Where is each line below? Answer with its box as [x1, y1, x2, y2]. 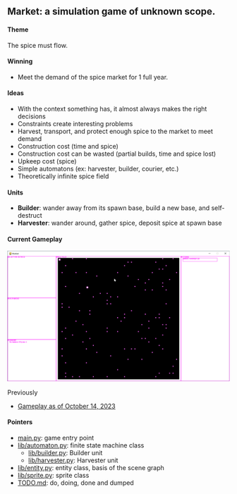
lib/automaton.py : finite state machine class [17, 440, 145, 450]
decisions [17, 112, 46, 121]
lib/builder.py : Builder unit [28, 448, 103, 457]
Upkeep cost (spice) [17, 157, 77, 165]
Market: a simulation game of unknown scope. [7, 6, 216, 18]
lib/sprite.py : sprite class [17, 471, 90, 479]
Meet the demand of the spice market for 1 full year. [17, 73, 168, 81]
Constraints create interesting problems [17, 120, 133, 128]
